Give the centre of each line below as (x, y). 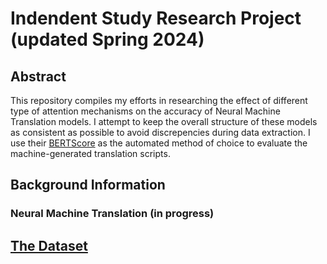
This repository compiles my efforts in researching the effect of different (159, 100)
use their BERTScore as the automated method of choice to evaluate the (159, 143)
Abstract (38, 76)
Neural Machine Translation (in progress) (112, 214)
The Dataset (49, 245)
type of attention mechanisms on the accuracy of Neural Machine (145, 111)
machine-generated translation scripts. (90, 153)
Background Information (88, 185)
